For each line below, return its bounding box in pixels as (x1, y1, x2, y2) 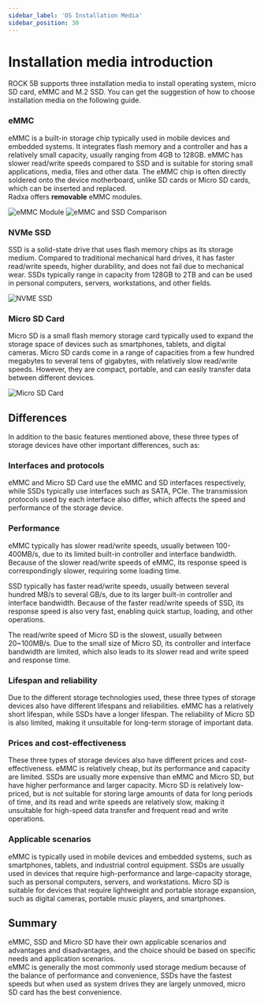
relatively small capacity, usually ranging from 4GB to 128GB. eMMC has (8, 150, 244, 159)
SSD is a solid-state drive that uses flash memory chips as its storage (8, 245, 234, 255)
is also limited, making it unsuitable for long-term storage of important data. (8, 718, 254, 728)
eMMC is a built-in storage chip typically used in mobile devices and (8, 133, 230, 143)
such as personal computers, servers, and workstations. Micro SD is (8, 877, 230, 886)
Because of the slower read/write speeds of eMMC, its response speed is (8, 557, 247, 567)
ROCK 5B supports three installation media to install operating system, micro (8, 79, 256, 88)
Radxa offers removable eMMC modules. (8, 192, 143, 201)
